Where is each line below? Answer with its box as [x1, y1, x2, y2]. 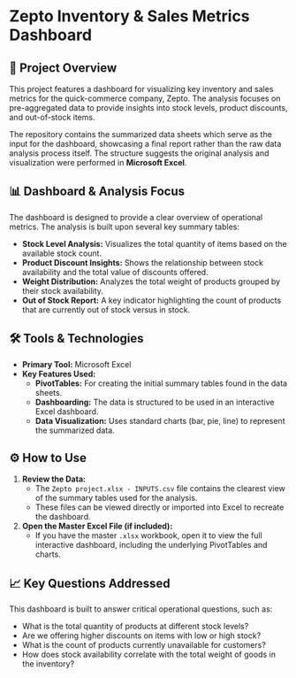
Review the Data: [21, 474, 87, 484]
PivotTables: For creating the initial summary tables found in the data [34, 378, 288, 389]
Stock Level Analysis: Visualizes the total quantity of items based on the [21, 238, 287, 249]
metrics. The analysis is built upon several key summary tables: [9, 221, 240, 232]
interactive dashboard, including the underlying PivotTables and [34, 540, 268, 551]
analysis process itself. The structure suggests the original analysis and [9, 148, 269, 158]
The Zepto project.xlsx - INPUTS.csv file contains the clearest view [34, 483, 285, 494]
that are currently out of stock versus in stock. [21, 304, 191, 315]
